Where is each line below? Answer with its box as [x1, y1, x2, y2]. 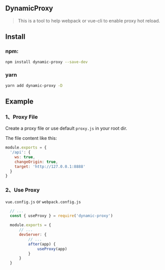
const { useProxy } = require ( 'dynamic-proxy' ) [10, 213, 113, 218]
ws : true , [14, 154, 36, 160]
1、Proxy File [5, 113, 38, 120]
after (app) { [28, 241, 56, 247]
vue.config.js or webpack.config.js [5, 199, 81, 205]
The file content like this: [5, 135, 57, 141]
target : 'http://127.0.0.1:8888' [14, 164, 86, 169]
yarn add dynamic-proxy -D [5, 83, 63, 88]
